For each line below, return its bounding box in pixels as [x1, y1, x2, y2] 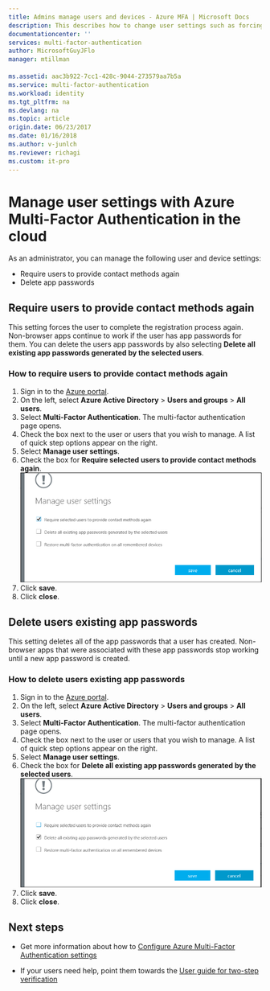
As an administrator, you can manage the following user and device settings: [8, 253, 262, 263]
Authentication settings [19, 950, 97, 960]
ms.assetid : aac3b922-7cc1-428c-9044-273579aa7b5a [8, 72, 182, 80]
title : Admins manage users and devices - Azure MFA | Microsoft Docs [8, 13, 250, 21]
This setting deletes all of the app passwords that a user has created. [8, 636, 237, 647]
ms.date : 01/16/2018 [8, 132, 78, 140]
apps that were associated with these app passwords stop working [37, 645, 260, 655]
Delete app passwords [19, 278, 95, 287]
